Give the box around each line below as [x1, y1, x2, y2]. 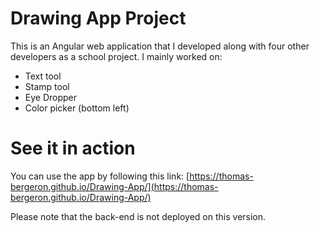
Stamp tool [24, 80, 70, 92]
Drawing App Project [10, 7, 187, 30]
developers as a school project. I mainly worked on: [10, 50, 223, 62]
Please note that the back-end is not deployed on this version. [10, 210, 267, 222]
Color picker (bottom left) [24, 102, 130, 114]
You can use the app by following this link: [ [10, 170, 190, 182]
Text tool [24, 70, 62, 82]
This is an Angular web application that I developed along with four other [10, 40, 310, 52]
